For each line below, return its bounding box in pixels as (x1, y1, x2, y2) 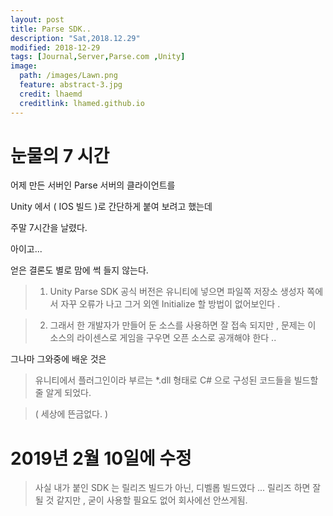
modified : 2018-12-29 (10, 42, 101, 53)
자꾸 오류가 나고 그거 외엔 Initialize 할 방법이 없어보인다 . (60, 298, 281, 310)
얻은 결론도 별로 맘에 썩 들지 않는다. (10, 264, 149, 276)
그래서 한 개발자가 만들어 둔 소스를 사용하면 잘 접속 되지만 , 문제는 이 (49, 319, 317, 331)
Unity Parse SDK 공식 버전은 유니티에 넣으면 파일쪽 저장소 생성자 (49, 286, 305, 298)
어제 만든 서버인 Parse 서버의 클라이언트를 (10, 179, 176, 191)
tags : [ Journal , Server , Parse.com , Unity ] (10, 52, 186, 62)
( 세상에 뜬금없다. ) (34, 408, 109, 420)
